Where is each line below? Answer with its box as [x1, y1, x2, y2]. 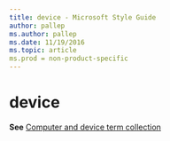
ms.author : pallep [9, 29, 77, 38]
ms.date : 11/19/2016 [9, 37, 86, 47]
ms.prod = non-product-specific [9, 54, 128, 63]
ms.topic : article [9, 46, 77, 55]
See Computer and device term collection [9, 121, 162, 132]
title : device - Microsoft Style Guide [9, 12, 157, 22]
